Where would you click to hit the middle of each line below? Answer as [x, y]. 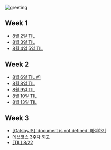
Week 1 [16, 23]
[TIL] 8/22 [23, 143]
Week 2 [17, 65]
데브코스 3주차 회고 [31, 137]
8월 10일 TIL [25, 96]
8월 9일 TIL [24, 89]
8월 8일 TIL [24, 83]
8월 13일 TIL [25, 102]
